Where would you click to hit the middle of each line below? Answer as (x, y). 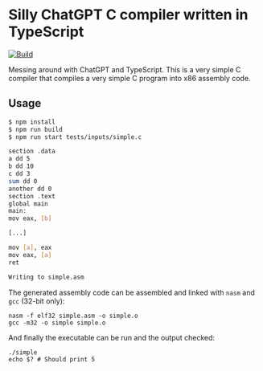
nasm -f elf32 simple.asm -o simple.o (73, 316)
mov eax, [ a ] (30, 255)
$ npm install (32, 122)
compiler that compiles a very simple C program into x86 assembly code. (129, 78)
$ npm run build (35, 129)
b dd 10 (21, 166)
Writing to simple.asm (46, 277)
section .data (32, 151)
